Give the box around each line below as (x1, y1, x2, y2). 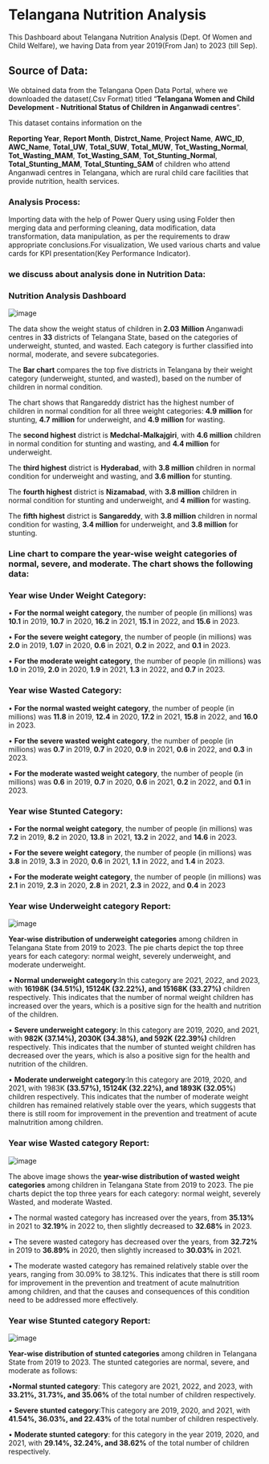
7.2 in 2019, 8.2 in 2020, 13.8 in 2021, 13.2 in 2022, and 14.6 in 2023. (8, 833, 238, 842)
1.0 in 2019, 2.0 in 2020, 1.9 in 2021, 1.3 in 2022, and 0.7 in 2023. (8, 665, 226, 675)
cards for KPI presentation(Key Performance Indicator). (8, 249, 191, 259)
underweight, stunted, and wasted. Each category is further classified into (8, 341, 254, 351)
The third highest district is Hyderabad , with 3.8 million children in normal (8, 463, 255, 473)
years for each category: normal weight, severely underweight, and (8, 952, 231, 961)
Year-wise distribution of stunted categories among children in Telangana (8, 1348, 257, 1358)
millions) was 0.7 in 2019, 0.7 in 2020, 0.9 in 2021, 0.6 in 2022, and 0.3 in (8, 744, 253, 754)
